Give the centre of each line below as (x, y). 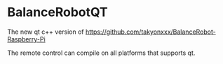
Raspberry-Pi (26, 39)
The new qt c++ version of (46, 32)
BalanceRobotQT (58, 12)
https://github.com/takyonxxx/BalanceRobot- (150, 32)
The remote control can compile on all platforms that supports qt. (101, 53)
